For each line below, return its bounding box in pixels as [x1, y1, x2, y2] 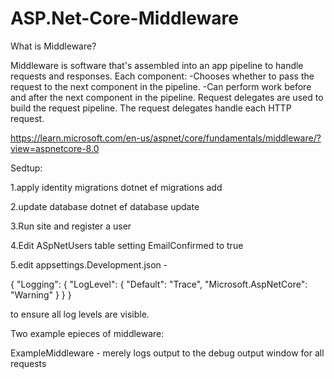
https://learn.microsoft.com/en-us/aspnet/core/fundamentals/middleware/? [10, 132, 322, 144]
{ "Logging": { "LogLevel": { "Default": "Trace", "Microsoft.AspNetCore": [10, 278, 308, 290]
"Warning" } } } [10, 288, 72, 301]
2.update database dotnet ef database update [10, 200, 200, 212]
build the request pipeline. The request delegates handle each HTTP [10, 102, 292, 114]
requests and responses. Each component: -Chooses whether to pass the [10, 70, 315, 82]
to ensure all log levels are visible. [10, 308, 150, 320]
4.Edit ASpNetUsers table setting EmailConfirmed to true [10, 239, 244, 251]
